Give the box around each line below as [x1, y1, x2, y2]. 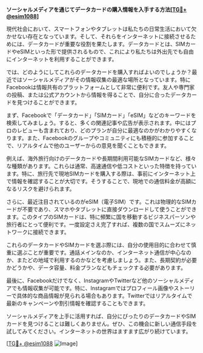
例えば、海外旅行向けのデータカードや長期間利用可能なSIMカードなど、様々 [6, 155, 196, 162]
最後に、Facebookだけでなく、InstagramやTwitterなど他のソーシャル [6, 277, 179, 284]
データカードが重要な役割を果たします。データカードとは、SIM [27, 41, 185, 47]
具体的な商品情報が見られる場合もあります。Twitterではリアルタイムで [16, 292, 193, 299]
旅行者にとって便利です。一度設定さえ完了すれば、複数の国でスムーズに [6, 221, 186, 228]
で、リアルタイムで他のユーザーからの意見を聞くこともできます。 [6, 142, 170, 149]
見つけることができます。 [16, 99, 81, 106]
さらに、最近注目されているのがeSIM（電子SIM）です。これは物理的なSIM [6, 198, 192, 205]
